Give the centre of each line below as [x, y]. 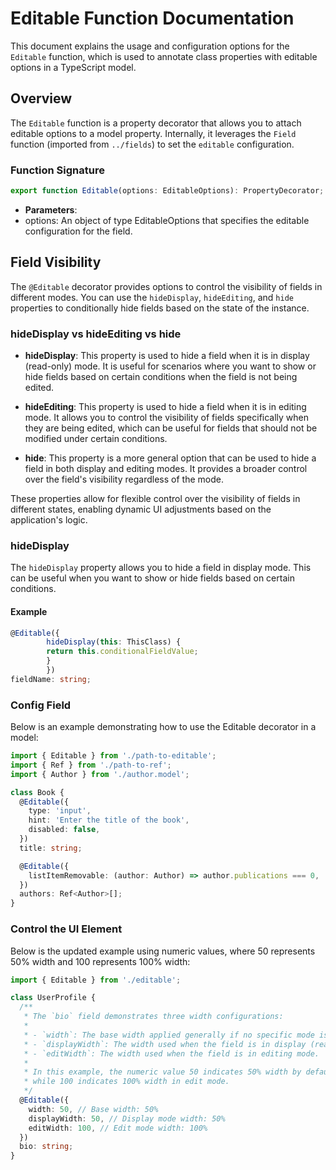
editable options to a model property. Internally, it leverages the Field [153, 133]
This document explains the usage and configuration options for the [150, 46]
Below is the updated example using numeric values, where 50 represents [163, 951]
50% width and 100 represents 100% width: [100, 961]
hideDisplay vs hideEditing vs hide [96, 334]
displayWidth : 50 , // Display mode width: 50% [127, 1118]
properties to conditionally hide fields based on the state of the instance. [160, 308]
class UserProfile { [53, 998]
